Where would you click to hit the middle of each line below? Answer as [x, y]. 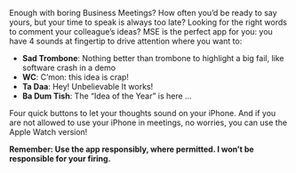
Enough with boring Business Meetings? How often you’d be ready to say [143, 13]
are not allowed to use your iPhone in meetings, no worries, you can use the [148, 122]
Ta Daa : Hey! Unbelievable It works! [88, 86]
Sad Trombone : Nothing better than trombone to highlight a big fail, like [153, 58]
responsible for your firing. [60, 158]
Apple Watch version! [48, 132]
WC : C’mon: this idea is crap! [75, 77]
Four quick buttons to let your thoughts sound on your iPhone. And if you [143, 113]
